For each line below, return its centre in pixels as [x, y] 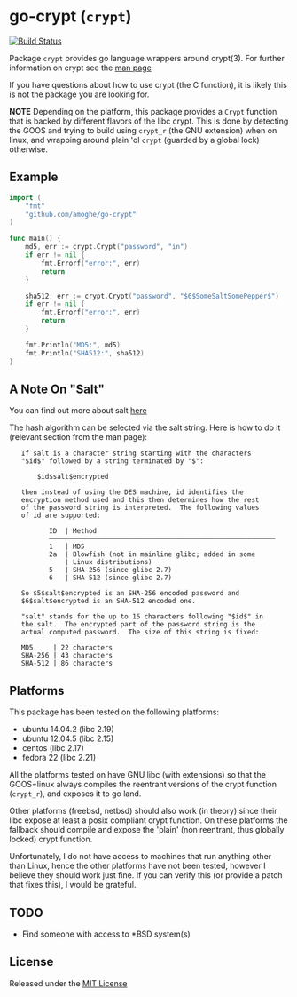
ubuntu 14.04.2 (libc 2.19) [68, 730]
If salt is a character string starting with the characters [136, 454]
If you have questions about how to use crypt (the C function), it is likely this [148, 84]
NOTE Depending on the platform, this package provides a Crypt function [143, 111]
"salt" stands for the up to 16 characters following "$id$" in [142, 617]
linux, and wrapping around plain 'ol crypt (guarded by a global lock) [134, 140]
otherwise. [29, 149]
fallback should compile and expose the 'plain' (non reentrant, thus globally [147, 830]
